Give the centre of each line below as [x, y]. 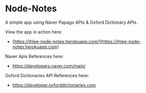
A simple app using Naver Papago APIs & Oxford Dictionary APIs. [72, 22]
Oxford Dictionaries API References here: [47, 75]
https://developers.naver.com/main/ [49, 66]
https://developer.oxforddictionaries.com [54, 85]
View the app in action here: [34, 32]
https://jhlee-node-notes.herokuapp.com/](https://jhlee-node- [77, 41]
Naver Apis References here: [34, 56]
